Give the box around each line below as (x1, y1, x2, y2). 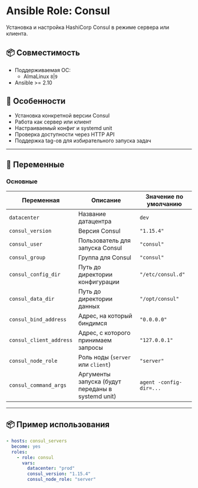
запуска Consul (78, 244, 123, 252)
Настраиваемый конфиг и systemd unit (14, 124, 113, 131)
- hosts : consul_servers (6, 438, 67, 444)
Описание (91, 196, 121, 204)
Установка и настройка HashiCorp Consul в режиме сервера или (6, 24, 170, 31)
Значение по (145, 193, 184, 201)
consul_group (9, 254, 46, 261)
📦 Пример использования (6, 419, 110, 430)
